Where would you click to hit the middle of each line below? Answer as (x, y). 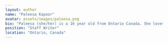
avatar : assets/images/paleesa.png (42, 19)
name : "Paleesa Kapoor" (30, 14)
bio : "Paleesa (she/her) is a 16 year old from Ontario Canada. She (78, 23)
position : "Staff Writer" (32, 28)
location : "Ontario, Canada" (35, 33)
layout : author (21, 10)
